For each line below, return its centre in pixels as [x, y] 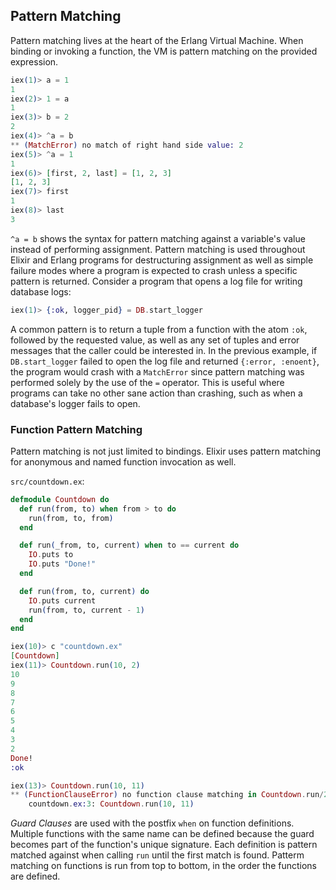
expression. [34, 61]
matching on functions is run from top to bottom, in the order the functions [164, 866]
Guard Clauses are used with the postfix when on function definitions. [152, 823]
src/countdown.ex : [47, 481]
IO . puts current [62, 600]
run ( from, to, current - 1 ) [86, 610]
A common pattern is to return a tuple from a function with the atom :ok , [159, 329]
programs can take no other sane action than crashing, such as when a [156, 393]
